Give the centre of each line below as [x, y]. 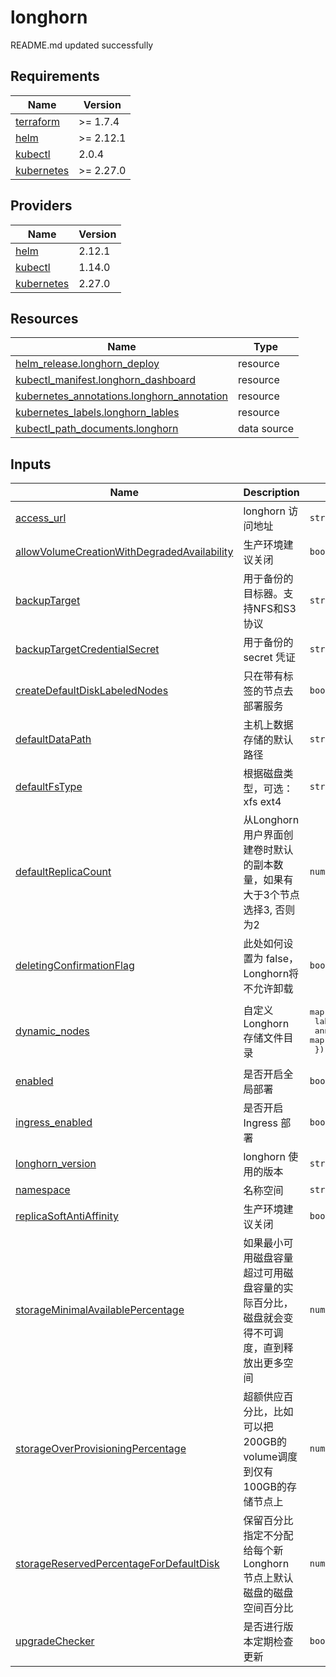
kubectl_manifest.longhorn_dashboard [106, 380]
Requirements [55, 76]
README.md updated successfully [82, 45]
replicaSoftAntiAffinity [67, 1216]
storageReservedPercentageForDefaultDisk [117, 1564]
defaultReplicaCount [63, 872]
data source [266, 429]
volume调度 [270, 1457]
